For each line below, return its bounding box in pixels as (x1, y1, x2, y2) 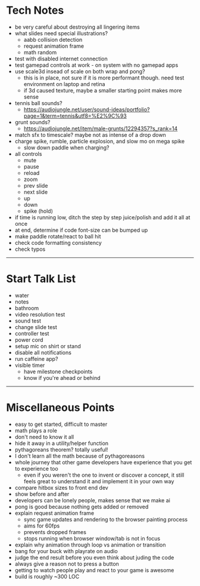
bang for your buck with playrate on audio (14, 547, 118, 554)
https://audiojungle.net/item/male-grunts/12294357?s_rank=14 (23, 125, 178, 132)
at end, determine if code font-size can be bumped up (14, 226, 148, 234)
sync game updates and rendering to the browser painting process (23, 516, 188, 523)
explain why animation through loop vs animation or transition (14, 541, 166, 548)
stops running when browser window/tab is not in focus (23, 535, 161, 542)
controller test (14, 330, 49, 337)
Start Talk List (6, 272, 76, 286)
